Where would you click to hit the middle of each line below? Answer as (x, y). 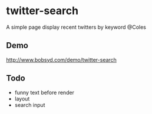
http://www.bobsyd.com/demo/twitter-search (61, 59)
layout (22, 99)
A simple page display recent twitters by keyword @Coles (76, 27)
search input (30, 105)
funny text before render (44, 92)
